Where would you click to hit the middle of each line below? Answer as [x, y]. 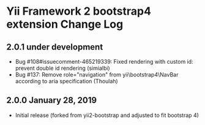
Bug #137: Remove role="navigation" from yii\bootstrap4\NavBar [97, 74]
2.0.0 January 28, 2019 [51, 100]
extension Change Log [65, 24]
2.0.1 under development [55, 47]
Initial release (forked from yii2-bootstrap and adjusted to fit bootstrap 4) [107, 115]
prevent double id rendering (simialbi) [62, 68]
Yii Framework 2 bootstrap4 [79, 11]
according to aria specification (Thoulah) [66, 81]
